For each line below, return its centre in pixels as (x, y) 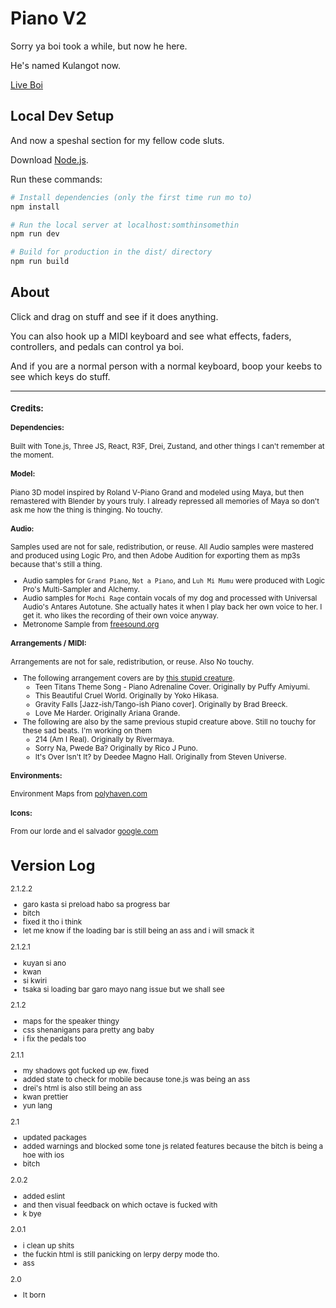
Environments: (36, 775)
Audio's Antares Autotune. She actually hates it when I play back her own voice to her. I (172, 607)
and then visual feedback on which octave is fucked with (120, 1205)
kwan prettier (45, 1097)
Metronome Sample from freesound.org (91, 625)
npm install (35, 207)
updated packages (54, 1138)
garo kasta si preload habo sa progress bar (96, 905)
